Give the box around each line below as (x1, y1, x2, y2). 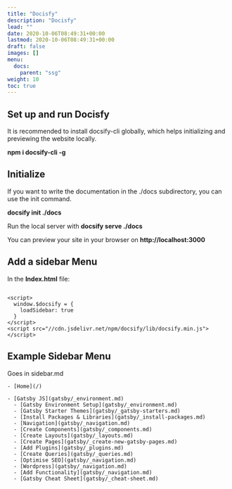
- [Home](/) (7, 383, 42, 390)
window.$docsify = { (13, 300, 74, 307)
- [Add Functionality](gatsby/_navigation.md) (13, 469, 153, 476)
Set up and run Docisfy (7, 108, 110, 120)
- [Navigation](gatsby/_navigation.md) (13, 419, 131, 426)
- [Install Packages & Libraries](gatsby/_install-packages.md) (13, 413, 206, 421)
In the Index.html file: (7, 274, 70, 283)
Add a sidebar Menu (7, 256, 98, 268)
